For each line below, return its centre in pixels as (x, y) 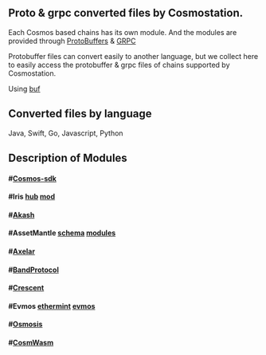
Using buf (25, 89)
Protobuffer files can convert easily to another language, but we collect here (133, 56)
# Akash (22, 215)
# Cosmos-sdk (33, 178)
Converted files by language (80, 114)
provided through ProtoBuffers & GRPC (72, 41)
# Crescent (26, 288)
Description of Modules (68, 158)
